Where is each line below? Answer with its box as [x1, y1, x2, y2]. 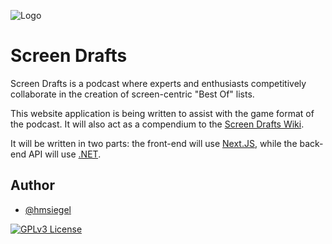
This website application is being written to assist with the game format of [10, 107, 315, 119]
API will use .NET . [28, 148, 102, 160]
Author [10, 177, 55, 194]
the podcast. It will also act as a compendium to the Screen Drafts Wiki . [10, 118, 305, 130]
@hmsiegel [24, 203, 72, 215]
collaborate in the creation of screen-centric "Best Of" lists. [10, 88, 255, 100]
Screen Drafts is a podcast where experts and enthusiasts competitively [10, 77, 307, 89]
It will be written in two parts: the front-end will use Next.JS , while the [10, 137, 298, 149]
